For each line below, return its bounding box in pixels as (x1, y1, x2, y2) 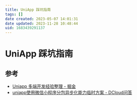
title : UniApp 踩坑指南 (5, 7, 51, 12)
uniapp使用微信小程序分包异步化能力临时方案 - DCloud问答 (12, 90, 133, 96)
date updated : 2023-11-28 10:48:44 (5, 21, 78, 26)
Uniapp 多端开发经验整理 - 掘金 (12, 83, 76, 89)
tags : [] (5, 12, 23, 17)
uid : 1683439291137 (5, 26, 45, 31)
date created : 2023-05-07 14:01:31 (5, 16, 78, 21)
